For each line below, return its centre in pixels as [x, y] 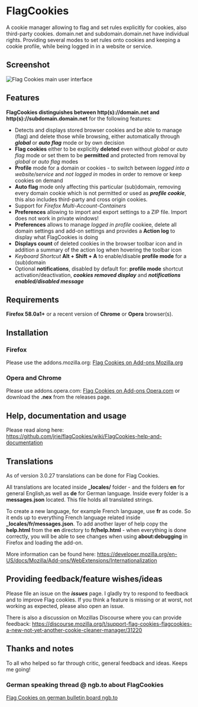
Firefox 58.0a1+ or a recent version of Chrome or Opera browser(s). [90, 314]
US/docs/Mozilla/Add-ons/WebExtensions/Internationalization [82, 560]
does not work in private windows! [57, 218]
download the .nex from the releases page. [59, 397]
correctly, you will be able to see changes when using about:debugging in [97, 536]
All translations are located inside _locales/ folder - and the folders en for [95, 487]
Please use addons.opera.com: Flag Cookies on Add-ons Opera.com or [93, 391]
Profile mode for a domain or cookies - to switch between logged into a [102, 168]
